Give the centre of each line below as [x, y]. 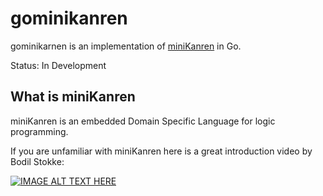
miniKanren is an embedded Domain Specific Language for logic [143, 121]
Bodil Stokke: [37, 161]
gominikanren [69, 18]
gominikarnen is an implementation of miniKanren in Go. [126, 46]
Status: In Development [58, 65]
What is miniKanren [73, 97]
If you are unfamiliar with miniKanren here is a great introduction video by [161, 151]
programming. [39, 131]
